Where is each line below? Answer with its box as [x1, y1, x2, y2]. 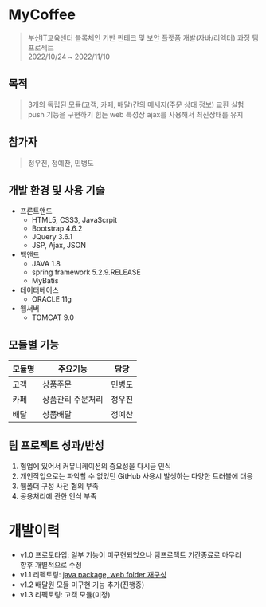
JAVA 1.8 [31, 259, 61, 269]
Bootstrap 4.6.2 [31, 223, 83, 233]
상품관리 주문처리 [42, 394, 104, 405]
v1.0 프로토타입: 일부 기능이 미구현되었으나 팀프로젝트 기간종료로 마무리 [19, 550, 241, 559]
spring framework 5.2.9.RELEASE [31, 267, 141, 277]
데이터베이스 [19, 286, 60, 295]
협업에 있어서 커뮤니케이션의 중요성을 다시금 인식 [19, 461, 171, 471]
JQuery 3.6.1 [31, 232, 73, 242]
